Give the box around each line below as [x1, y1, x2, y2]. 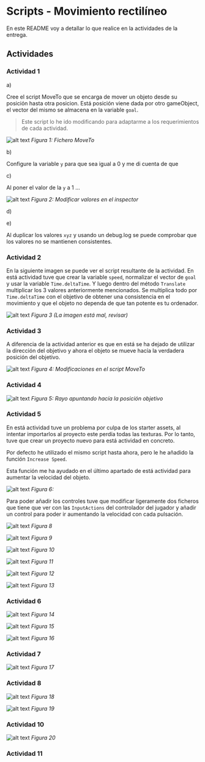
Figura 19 [31, 704, 55, 712]
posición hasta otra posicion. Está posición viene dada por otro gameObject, [6, 99, 199, 107]
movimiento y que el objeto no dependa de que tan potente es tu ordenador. [6, 299, 199, 307]
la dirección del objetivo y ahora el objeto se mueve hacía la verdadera [6, 347, 185, 355]
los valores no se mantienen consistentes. [6, 238, 113, 245]
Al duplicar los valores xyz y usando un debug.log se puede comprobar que [6, 231, 197, 238]
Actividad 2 [6, 253, 42, 262]
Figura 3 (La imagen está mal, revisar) [31, 311, 129, 319]
